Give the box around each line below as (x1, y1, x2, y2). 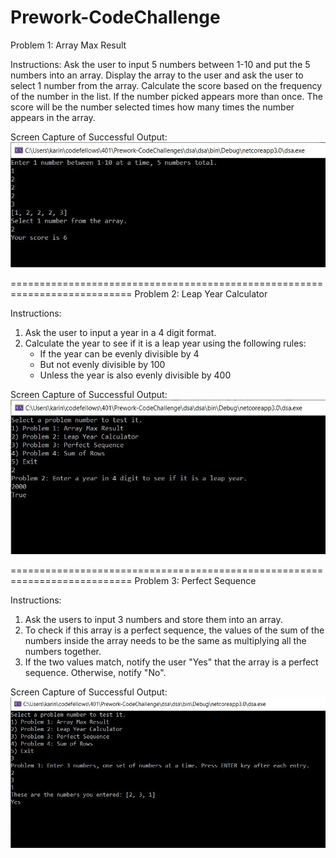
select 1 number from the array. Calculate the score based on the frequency (10, 79, 323, 91)
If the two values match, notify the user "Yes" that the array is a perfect (24, 656, 319, 668)
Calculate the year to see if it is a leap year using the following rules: (24, 337, 307, 349)
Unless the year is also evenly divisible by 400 (39, 369, 232, 381)
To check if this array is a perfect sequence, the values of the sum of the (24, 624, 325, 636)
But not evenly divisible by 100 (39, 358, 166, 370)
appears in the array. (10, 111, 96, 123)
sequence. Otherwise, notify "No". (24, 666, 167, 678)
